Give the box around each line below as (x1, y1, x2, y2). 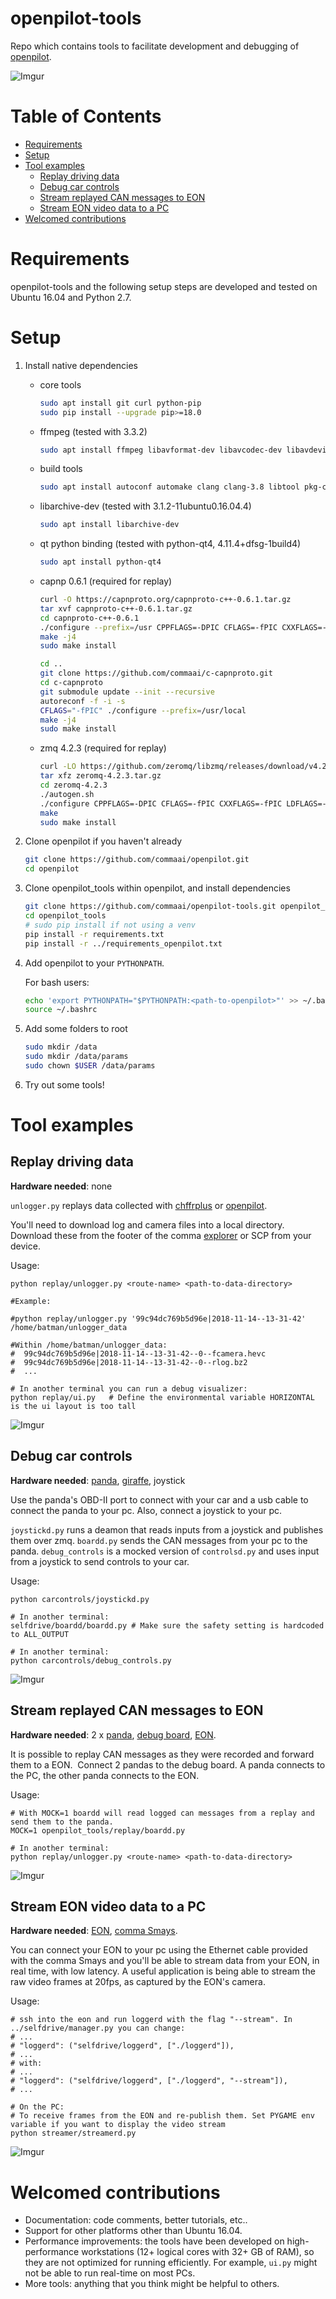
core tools (39, 378, 82, 391)
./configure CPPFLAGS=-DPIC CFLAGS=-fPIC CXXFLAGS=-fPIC (39, 798, 283, 809)
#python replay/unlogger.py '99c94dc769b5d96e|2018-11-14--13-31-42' (10, 1313, 307, 1324)
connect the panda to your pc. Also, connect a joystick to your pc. (10, 1504, 283, 1516)
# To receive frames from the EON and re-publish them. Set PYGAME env (10, 2111, 315, 2121)
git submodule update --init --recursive (39, 687, 215, 697)
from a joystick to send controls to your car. (10, 1555, 190, 1567)
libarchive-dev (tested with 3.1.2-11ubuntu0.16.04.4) (39, 500, 252, 512)
